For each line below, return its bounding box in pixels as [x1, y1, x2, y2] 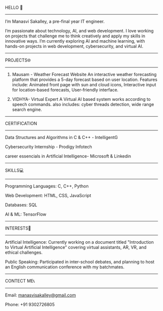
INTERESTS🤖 [5, 225, 32, 231]
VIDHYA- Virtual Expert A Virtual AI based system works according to [12, 96, 151, 102]
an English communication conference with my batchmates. [5, 264, 125, 270]
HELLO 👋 [5, 5, 23, 10]
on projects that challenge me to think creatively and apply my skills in [5, 33, 146, 39]
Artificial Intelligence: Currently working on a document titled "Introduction [5, 239, 154, 245]
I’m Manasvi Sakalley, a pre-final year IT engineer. [5, 18, 105, 24]
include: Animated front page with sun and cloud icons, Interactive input [12, 82, 156, 87]
